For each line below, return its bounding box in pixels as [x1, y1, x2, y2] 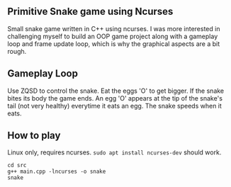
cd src [7, 162, 27, 169]
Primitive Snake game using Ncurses [7, 6, 174, 18]
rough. [7, 47, 27, 55]
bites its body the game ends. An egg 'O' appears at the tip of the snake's [7, 93, 223, 102]
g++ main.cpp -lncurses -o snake [7, 168, 106, 176]
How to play [7, 130, 61, 142]
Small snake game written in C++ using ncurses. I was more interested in [7, 24, 220, 33]
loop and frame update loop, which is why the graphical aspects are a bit [7, 39, 220, 48]
